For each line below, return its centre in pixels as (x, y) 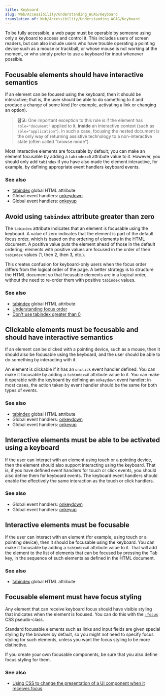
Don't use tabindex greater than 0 (47, 314)
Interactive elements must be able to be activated (82, 440)
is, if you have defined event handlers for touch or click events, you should (81, 470)
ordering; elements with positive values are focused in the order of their (78, 250)
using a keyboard (32, 448)
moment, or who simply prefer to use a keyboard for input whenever (74, 54)
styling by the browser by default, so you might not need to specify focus (80, 634)
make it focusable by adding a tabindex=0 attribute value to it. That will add (81, 547)
